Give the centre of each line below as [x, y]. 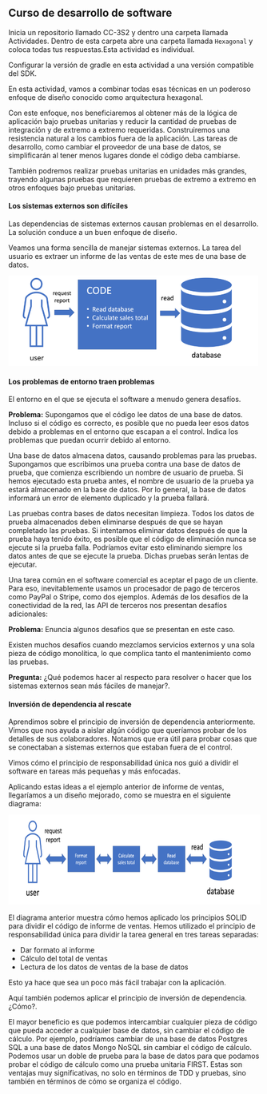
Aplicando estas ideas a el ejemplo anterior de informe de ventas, [116, 787]
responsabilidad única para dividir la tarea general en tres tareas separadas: [133, 935]
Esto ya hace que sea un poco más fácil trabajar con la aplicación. [117, 983]
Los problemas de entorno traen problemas [82, 381]
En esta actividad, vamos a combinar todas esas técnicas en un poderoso [130, 89]
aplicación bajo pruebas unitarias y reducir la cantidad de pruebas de [123, 121]
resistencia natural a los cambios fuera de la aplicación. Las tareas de [123, 138]
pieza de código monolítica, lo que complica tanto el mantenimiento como [130, 654]
